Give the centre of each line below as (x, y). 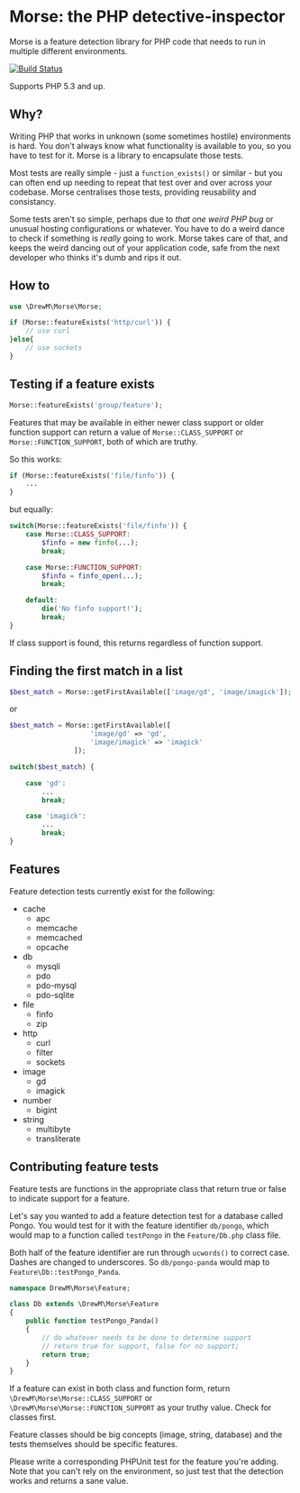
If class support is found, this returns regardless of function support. (136, 643)
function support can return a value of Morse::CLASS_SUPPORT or (127, 432)
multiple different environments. (68, 50)
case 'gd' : (46, 783)
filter (45, 1052)
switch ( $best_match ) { (52, 767)
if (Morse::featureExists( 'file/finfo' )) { (92, 475)
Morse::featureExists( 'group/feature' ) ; (86, 405)
